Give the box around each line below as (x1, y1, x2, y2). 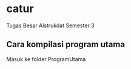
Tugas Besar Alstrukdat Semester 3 (6, 22, 95, 29)
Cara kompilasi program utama (6, 39, 126, 50)
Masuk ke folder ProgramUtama (6, 55, 86, 62)
